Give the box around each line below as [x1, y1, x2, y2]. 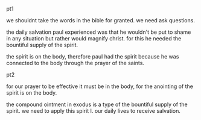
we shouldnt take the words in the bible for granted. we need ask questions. [6, 17, 195, 24]
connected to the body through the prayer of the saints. [6, 60, 145, 66]
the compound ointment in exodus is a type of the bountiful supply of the [6, 101, 188, 108]
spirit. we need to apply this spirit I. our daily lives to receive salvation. [6, 107, 181, 114]
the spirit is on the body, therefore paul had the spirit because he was [6, 53, 179, 60]
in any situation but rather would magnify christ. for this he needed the [6, 35, 182, 42]
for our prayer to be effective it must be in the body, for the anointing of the [6, 83, 193, 90]
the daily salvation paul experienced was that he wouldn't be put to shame [6, 28, 191, 36]
